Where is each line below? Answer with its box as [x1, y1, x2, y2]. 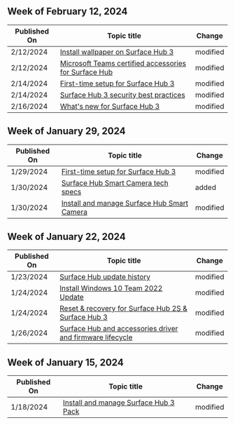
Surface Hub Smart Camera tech [61, 178, 169, 188]
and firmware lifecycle [59, 332, 133, 342]
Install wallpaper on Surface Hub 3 [59, 47, 174, 57]
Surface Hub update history [59, 272, 151, 282]
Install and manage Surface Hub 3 [62, 398, 175, 407]
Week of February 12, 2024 [7, 6, 128, 18]
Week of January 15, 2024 [7, 356, 124, 368]
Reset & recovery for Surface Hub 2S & [59, 304, 187, 313]
